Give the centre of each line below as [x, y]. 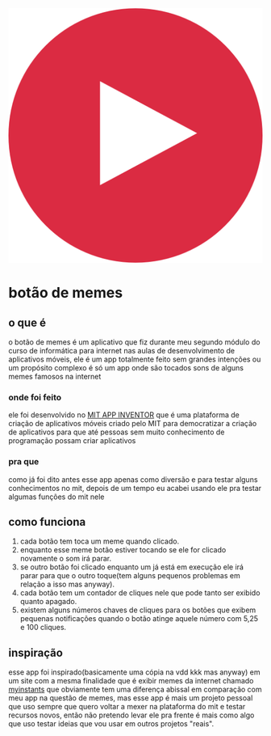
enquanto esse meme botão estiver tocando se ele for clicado [123, 550]
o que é [27, 322]
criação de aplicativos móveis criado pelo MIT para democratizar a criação [133, 424]
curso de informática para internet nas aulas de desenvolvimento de [122, 351]
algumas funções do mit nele [56, 497]
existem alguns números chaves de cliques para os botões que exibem [138, 610]
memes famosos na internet [55, 376]
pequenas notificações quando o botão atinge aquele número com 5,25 [139, 619]
